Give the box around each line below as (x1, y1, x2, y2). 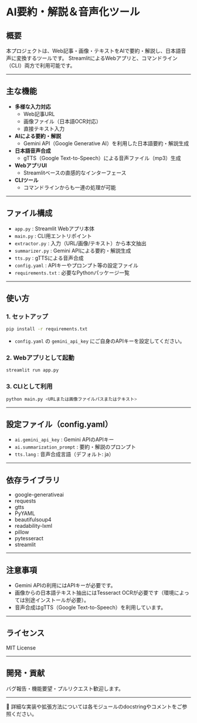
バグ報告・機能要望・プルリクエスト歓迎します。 (6, 685, 124, 692)
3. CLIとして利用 (6, 383, 53, 391)
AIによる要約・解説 (14, 132, 62, 139)
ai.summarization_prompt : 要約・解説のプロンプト (14, 443, 136, 450)
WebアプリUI (14, 162, 47, 169)
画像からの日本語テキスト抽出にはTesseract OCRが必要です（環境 (14, 589, 175, 596)
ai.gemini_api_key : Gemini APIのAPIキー (14, 436, 114, 443)
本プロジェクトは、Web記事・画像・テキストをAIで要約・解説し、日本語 (6, 48, 181, 54)
